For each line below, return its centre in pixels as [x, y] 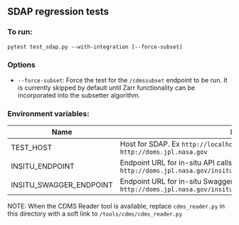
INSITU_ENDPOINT [43, 167]
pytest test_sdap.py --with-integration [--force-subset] [95, 47]
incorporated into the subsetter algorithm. [79, 95]
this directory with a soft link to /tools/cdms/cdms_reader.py [95, 214]
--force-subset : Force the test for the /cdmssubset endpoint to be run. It [122, 80]
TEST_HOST [32, 147]
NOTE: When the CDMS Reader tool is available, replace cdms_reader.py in [116, 206]
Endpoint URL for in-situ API [167, 163]
